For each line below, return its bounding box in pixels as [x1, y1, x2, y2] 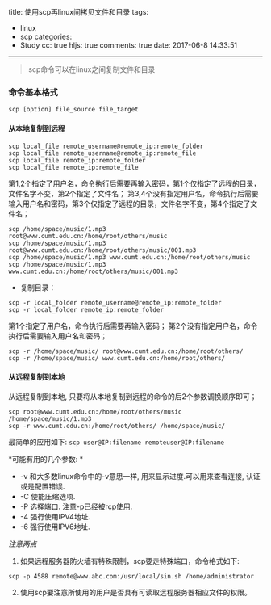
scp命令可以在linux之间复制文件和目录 [27, 65, 156, 74]
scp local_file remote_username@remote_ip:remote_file [8, 149, 197, 158]
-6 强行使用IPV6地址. [19, 522, 90, 531]
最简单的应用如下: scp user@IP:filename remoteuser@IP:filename [8, 437, 224, 447]
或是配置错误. [19, 481, 65, 491]
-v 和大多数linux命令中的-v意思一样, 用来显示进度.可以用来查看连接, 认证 [19, 471, 261, 481]
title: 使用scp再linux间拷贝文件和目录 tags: [8, 7, 149, 16]
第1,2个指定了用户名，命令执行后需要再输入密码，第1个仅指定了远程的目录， [8, 179, 261, 188]
